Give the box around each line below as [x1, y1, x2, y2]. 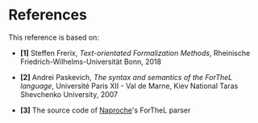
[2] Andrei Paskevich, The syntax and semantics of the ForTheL [19, 72, 233, 82]
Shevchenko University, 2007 [19, 89, 119, 99]
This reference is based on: [8, 32, 99, 42]
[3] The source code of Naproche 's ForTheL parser [19, 105, 191, 115]
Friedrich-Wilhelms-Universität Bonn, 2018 [19, 57, 162, 66]
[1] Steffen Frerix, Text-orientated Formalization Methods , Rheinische [19, 48, 251, 57]
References [8, 6, 87, 24]
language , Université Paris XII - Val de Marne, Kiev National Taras [19, 81, 239, 91]
